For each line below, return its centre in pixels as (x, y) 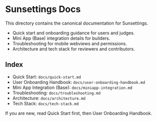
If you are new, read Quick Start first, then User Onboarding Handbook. (78, 113)
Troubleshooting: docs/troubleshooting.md (56, 93)
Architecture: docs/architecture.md (49, 98)
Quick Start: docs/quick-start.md (47, 77)
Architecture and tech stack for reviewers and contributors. (74, 49)
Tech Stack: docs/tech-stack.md (46, 103)
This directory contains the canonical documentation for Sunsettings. (77, 23)
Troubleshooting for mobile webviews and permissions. (69, 43)
